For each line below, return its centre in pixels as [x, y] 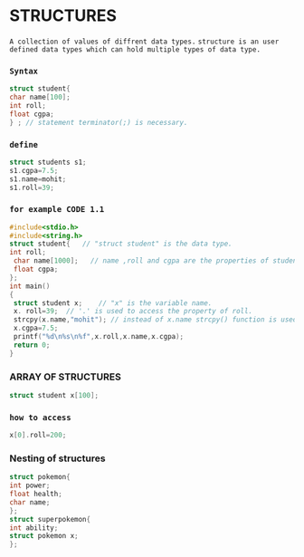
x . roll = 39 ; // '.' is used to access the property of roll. [133, 312]
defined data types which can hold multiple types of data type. [135, 49]
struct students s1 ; [48, 162]
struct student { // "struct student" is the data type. [121, 244]
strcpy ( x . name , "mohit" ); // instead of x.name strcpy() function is [145, 320]
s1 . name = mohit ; [38, 179]
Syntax [24, 71]
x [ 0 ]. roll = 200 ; [38, 436]
